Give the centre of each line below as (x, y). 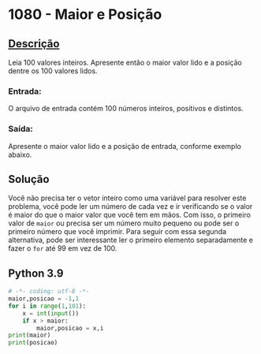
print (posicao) (33, 343)
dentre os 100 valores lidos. (53, 71)
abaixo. (20, 155)
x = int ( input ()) (51, 313)
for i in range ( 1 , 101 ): (47, 306)
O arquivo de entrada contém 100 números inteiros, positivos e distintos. (126, 109)
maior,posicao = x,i (70, 328)
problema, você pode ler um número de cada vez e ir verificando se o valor (130, 207)
